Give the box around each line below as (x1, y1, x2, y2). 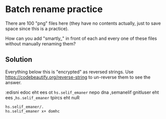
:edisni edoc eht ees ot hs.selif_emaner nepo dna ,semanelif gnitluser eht (5, 89, 159, 95)
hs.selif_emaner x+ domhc (5, 108, 60, 114)
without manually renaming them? (5, 40, 76, 46)
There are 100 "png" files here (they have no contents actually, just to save (5, 20, 161, 26)
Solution (5, 55, 32, 64)
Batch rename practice (5, 4, 103, 15)
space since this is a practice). (5, 25, 69, 31)
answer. (5, 79, 22, 85)
